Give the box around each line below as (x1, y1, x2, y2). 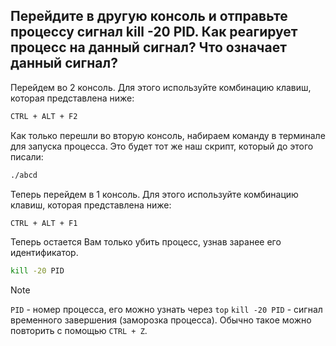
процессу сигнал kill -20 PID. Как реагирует (10, 24, 298, 41)
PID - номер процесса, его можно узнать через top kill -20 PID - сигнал (10, 304, 323, 316)
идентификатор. (10, 247, 79, 259)
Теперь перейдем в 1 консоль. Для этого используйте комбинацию (10, 188, 299, 200)
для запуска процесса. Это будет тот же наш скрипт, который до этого (10, 140, 314, 152)
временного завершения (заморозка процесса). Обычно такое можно (10, 314, 312, 326)
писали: (10, 150, 44, 163)
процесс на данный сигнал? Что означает (10, 39, 287, 56)
